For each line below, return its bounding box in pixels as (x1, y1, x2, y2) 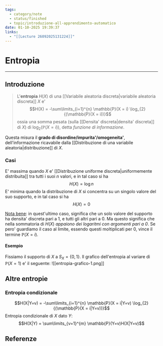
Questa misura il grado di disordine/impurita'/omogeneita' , (5, 134, 125, 141)
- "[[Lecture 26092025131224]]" (9, 34, 75, 39)
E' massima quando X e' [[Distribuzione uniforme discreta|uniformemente (5, 168, 152, 174)
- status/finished (9, 16, 47, 21)
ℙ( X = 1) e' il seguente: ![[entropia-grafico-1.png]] (5, 260, 104, 266)
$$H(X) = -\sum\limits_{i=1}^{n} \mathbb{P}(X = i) (29, 106, 129, 112)
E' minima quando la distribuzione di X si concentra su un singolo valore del (5, 188, 156, 194)
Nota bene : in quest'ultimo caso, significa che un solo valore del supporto (5, 211, 153, 216)
